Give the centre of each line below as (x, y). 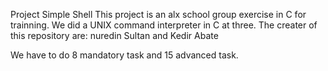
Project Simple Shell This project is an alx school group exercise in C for (158, 14)
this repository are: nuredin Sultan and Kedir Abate (114, 35)
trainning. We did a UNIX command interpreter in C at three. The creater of (164, 25)
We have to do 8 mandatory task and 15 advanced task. (124, 55)
